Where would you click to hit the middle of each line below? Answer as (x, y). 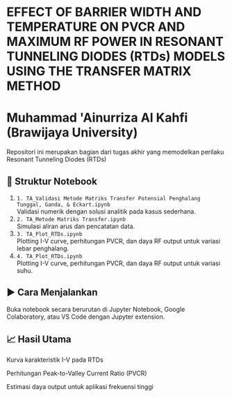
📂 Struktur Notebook (52, 181)
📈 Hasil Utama (39, 339)
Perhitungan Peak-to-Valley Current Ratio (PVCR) (77, 373)
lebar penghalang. (43, 248)
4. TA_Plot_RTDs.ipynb (49, 256)
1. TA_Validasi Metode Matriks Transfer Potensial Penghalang (108, 198)
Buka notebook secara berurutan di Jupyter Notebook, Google (96, 309)
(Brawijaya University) (72, 133)
